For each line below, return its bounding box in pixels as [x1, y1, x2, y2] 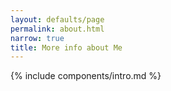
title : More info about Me [10, 42, 123, 53]
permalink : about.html [10, 24, 105, 34]
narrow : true [10, 33, 65, 43]
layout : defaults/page [10, 14, 105, 25]
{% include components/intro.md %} [10, 70, 162, 82]
